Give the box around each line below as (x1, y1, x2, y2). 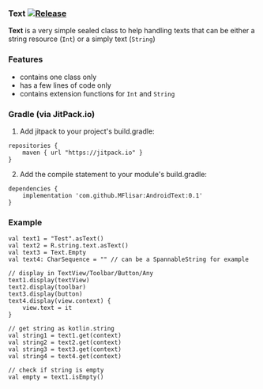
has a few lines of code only (19, 80, 112, 90)
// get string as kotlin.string (8, 325, 115, 333)
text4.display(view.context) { (8, 297, 111, 305)
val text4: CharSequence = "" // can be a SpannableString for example (8, 255, 249, 264)
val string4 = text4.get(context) (8, 353, 122, 361)
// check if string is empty (8, 366, 104, 375)
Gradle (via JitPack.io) (8, 108, 96, 119)
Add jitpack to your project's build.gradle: (19, 127, 156, 136)
